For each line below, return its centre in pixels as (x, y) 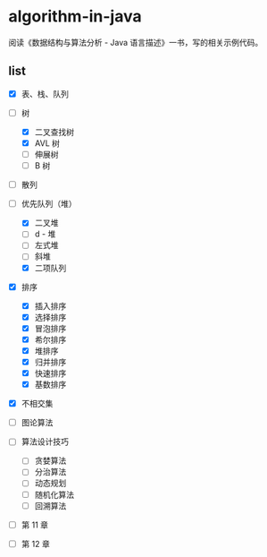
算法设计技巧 (45, 441)
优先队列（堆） (49, 204)
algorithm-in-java (75, 17)
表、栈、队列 (45, 94)
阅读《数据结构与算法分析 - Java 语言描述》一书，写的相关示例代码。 (136, 42)
